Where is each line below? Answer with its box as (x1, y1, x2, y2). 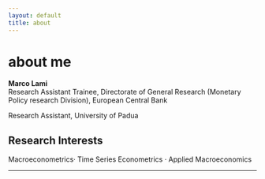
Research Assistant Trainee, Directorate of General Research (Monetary (8, 88, 242, 97)
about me (8, 53, 72, 71)
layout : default (8, 11, 62, 20)
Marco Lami (8, 79, 48, 88)
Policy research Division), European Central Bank (8, 95, 168, 105)
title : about (8, 19, 51, 27)
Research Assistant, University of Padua (8, 111, 139, 121)
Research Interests (8, 133, 103, 147)
